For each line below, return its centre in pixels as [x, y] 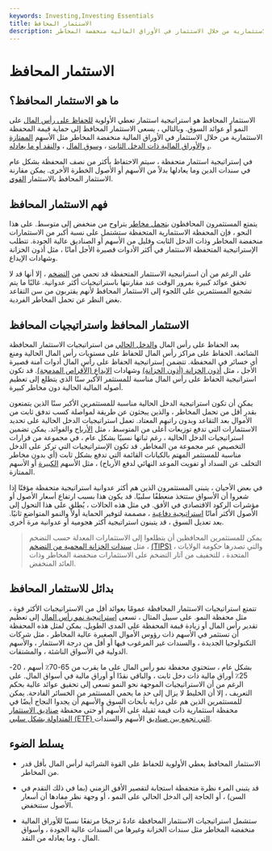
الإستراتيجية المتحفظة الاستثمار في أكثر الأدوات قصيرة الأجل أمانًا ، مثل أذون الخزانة [134, 250]
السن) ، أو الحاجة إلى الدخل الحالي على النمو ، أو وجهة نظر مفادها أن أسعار [133, 796]
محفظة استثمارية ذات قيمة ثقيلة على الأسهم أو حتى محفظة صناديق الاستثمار [123, 709]
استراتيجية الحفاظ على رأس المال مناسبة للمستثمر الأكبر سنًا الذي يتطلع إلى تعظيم [133, 379]
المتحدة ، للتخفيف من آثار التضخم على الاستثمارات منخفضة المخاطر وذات [139, 555]
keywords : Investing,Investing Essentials [82, 16]
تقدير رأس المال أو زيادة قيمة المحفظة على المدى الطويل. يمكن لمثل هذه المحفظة [134, 625]
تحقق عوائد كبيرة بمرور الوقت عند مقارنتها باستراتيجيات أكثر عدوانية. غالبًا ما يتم [128, 282]
